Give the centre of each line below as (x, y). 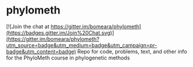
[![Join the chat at (28, 26)
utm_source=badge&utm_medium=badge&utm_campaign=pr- (82, 45)
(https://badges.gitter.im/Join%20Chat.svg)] (60, 32)
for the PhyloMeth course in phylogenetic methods (68, 58)
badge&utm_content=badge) (41, 51)
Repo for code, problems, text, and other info (132, 51)
